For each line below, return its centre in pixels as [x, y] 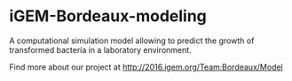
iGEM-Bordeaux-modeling [108, 16]
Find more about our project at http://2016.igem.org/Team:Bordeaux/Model [146, 67]
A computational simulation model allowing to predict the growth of [132, 40]
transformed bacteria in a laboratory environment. [101, 49]
